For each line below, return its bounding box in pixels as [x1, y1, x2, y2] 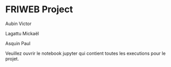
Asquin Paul [5, 40, 31, 47]
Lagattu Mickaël [5, 30, 39, 36]
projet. [5, 55, 19, 62]
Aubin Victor [5, 20, 32, 27]
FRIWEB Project [5, 4, 73, 15]
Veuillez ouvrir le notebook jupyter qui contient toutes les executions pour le [5, 50, 166, 56]
